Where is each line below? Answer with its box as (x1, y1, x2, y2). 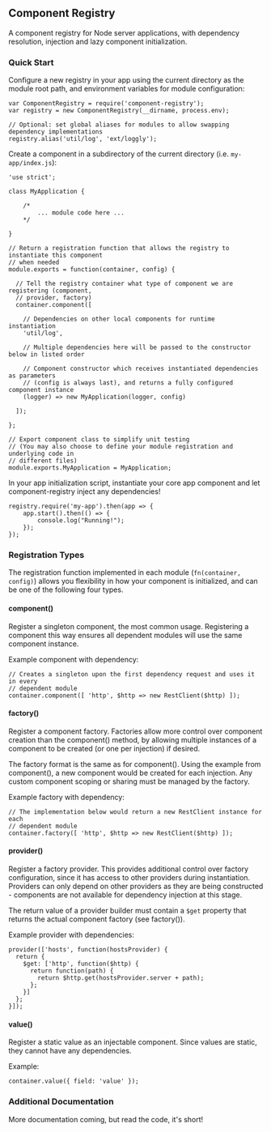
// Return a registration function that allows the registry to (8, 245, 230, 253)
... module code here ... (37, 209, 125, 217)
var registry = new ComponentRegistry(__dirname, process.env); (8, 107, 230, 115)
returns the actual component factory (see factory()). (8, 914, 185, 924)
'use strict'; (8, 173, 57, 181)
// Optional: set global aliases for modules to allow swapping (8, 121, 230, 129)
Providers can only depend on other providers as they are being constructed (8, 882, 264, 892)
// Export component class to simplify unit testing (8, 436, 190, 444)
